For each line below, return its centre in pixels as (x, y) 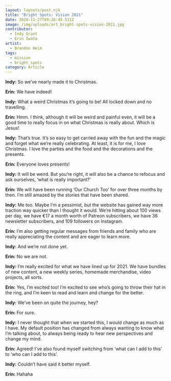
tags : (11, 53)
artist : (14, 44)
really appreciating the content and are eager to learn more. (68, 237)
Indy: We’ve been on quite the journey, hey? (52, 303)
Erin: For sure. (20, 313)
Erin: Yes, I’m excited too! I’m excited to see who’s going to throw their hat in (86, 287)
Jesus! (12, 128)
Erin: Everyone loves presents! (38, 164)
